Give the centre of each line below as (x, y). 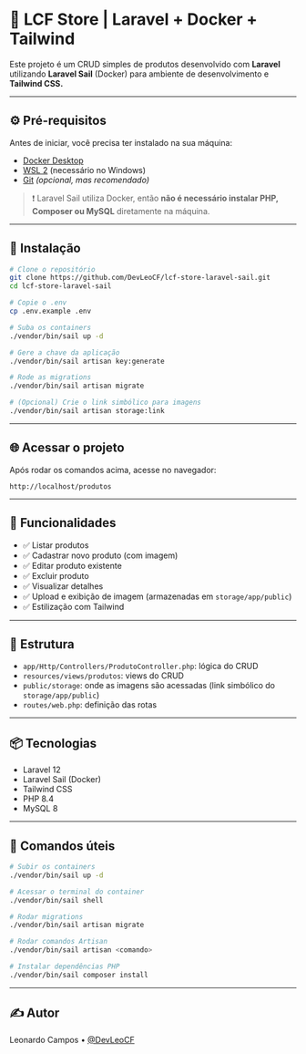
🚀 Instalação (45, 248)
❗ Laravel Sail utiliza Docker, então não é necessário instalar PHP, (155, 198)
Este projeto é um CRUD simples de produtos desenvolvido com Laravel (145, 64)
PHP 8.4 (38, 799)
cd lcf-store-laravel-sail (61, 286)
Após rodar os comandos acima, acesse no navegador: (113, 470)
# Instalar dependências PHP (65, 966)
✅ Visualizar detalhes (63, 586)
